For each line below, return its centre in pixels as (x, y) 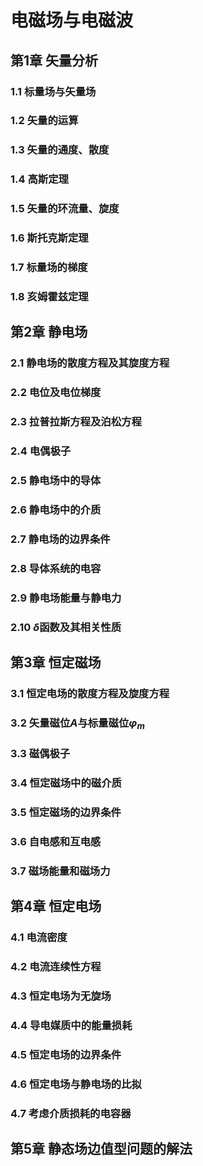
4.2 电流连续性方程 (56, 966)
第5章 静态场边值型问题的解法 (101, 1148)
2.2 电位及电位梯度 (56, 393)
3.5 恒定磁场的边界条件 (66, 812)
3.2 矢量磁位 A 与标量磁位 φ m (77, 724)
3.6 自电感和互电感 (56, 841)
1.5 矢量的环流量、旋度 (65, 209)
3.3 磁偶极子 (40, 753)
